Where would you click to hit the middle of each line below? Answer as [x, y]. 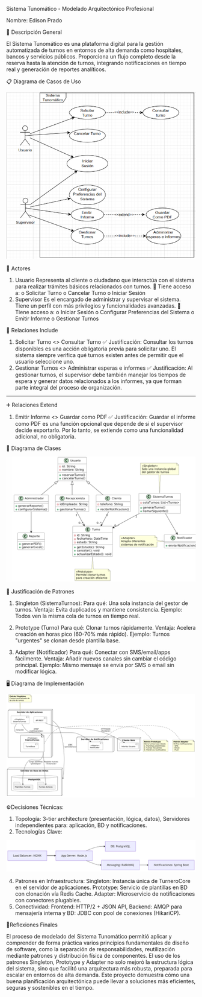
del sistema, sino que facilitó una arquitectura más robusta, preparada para [99, 969]
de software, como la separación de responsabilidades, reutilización [91, 949]
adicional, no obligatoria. [45, 437]
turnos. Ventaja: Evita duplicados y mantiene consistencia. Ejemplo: [99, 610]
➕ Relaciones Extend [32, 405]
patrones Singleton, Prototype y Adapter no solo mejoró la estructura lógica [100, 962]
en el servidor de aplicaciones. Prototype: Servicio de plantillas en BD [101, 888]
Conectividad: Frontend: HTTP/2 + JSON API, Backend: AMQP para [98, 907]
